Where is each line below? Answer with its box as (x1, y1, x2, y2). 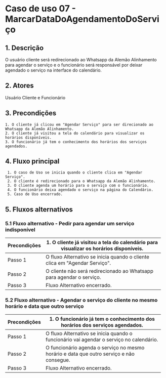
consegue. (45, 357, 71, 364)
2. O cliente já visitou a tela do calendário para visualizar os (5, 130, 145, 136)
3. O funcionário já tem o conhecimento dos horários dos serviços (5, 139, 147, 144)
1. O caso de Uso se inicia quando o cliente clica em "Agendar (7, 170, 142, 175)
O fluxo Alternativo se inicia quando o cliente (45, 253, 150, 260)
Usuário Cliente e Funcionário (5, 94, 66, 100)
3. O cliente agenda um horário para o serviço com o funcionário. (7, 183, 149, 188)
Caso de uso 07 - (5, 3, 76, 14)
